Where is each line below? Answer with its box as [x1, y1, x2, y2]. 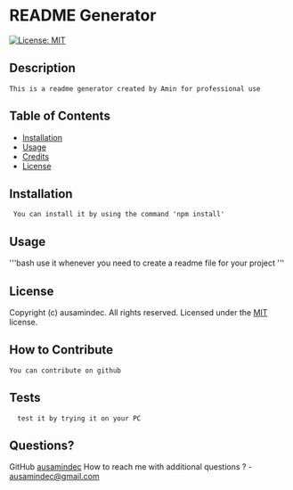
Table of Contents [9, 109, 111, 124]
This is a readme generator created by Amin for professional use [9, 84, 261, 94]
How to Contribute [9, 342, 114, 357]
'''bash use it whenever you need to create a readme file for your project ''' [9, 257, 285, 268]
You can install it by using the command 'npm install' [12, 210, 225, 219]
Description [9, 61, 76, 76]
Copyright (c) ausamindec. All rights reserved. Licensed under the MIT [9, 307, 268, 317]
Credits [21, 151, 50, 161]
